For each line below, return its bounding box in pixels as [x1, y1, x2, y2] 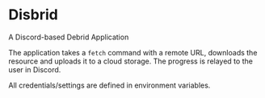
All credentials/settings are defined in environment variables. [8, 80, 211, 90]
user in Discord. [8, 64, 61, 74]
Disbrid [8, 6, 58, 24]
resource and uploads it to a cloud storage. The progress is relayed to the [8, 56, 253, 66]
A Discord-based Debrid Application [8, 32, 129, 42]
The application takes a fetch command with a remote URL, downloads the [8, 47, 258, 57]
